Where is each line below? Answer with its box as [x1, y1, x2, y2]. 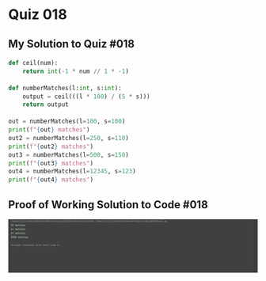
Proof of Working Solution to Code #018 [8, 198, 208, 211]
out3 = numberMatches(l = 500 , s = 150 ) [8, 150, 129, 159]
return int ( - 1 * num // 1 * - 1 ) [22, 67, 129, 75]
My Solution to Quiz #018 [8, 37, 135, 51]
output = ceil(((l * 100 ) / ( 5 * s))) [22, 93, 150, 101]
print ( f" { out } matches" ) [8, 126, 90, 134]
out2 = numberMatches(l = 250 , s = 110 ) [8, 134, 129, 142]
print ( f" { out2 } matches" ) [8, 142, 93, 150]
